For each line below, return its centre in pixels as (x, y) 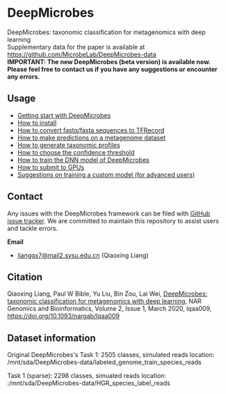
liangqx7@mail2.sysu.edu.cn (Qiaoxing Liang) (83, 255)
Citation (25, 277)
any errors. (24, 76)
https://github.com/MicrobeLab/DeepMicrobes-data (82, 54)
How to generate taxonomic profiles (68, 145)
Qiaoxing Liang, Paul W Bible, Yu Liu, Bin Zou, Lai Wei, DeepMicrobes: (107, 294)
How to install (37, 123)
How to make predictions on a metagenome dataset (91, 137)
